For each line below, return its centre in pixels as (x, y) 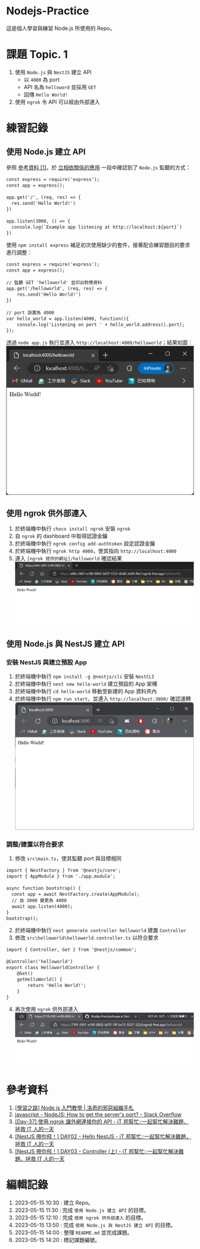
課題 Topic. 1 (37, 54)
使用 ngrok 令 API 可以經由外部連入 (57, 102)
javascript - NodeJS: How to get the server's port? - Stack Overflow (98, 1114)
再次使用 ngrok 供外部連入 (46, 1009)
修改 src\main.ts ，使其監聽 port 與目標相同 (68, 858)
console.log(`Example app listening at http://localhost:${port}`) (97, 227)
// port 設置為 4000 (30, 313)
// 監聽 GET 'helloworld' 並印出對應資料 (54, 282)
